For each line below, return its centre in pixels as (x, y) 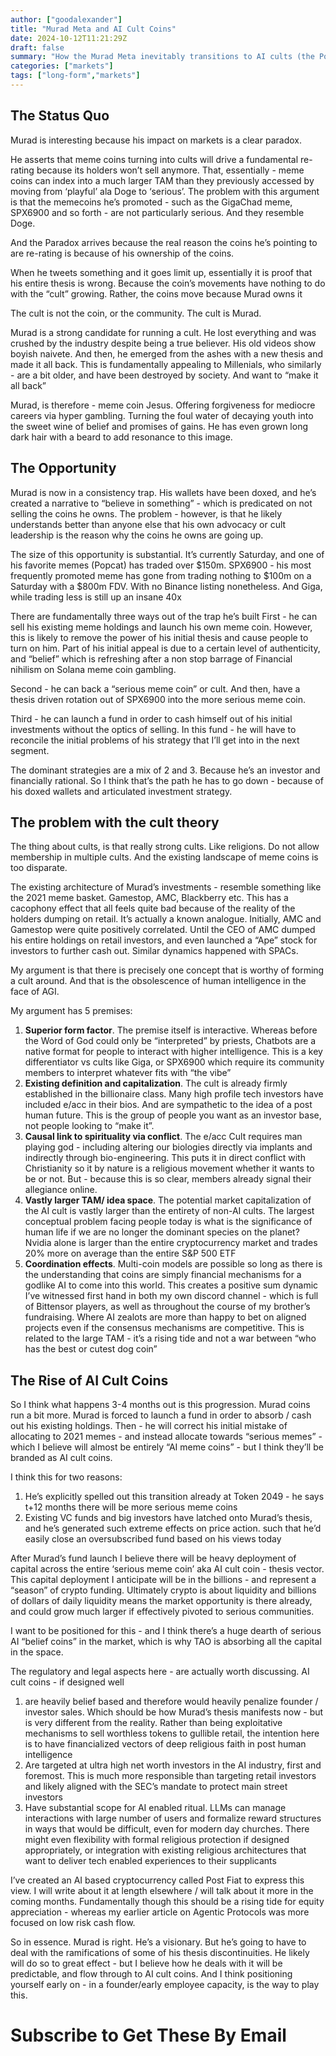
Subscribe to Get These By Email (148, 2035)
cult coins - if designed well (67, 1682)
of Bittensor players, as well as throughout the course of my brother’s (167, 1307)
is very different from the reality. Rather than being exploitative (153, 1723)
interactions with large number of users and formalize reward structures (173, 1818)
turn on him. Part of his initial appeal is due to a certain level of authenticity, (165, 648)
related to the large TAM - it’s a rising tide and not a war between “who (170, 1338)
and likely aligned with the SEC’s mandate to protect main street (156, 1787)
